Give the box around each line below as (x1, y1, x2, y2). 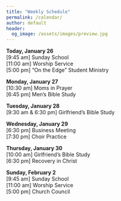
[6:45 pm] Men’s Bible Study (6, 91, 76, 98)
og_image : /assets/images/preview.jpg (11, 31, 108, 37)
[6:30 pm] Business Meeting (6, 127, 76, 134)
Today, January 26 (6, 47, 54, 54)
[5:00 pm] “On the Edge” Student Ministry (6, 66, 109, 74)
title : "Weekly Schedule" (6, 8, 70, 15)
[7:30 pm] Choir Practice (6, 133, 67, 141)
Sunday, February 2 (6, 169, 56, 176)
